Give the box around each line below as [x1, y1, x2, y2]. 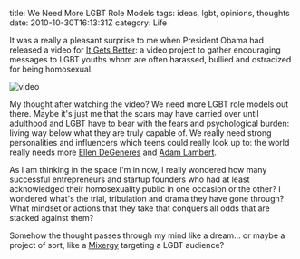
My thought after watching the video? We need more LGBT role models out [9, 99, 289, 110]
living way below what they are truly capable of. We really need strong [9, 128, 272, 139]
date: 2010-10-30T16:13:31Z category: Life [9, 17, 168, 28]
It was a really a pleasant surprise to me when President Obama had [9, 35, 265, 45]
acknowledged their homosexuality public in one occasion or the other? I [9, 184, 281, 194]
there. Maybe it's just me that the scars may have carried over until [9, 109, 260, 119]
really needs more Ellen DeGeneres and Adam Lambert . [9, 147, 218, 158]
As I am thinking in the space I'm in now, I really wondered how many [9, 165, 267, 175]
